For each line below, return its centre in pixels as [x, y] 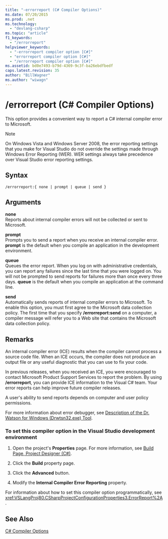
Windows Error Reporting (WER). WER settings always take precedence [79, 154]
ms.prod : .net [20, 19]
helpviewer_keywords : [28, 47]
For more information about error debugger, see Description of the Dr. [77, 413]
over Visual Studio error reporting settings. [49, 159]
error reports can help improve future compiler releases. [63, 388]
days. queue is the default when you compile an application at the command [84, 282]
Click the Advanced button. [41, 473]
